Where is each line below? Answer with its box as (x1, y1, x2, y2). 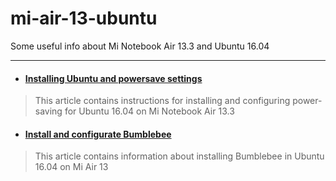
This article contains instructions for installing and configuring (34, 95, 291, 107)
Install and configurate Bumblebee (24, 128, 172, 140)
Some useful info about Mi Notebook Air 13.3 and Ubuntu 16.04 (10, 40, 270, 52)
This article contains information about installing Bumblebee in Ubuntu (34, 150, 325, 162)
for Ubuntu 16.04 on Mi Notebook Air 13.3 (64, 105, 235, 117)
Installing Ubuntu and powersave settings (24, 72, 203, 84)
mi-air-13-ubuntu (10, 7, 158, 30)
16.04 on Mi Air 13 (34, 161, 109, 173)
